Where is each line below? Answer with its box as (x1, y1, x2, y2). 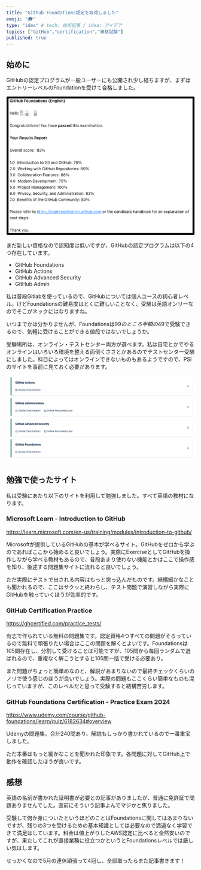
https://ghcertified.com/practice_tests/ (6, 620, 102, 627)
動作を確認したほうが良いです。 (6, 758, 85, 765)
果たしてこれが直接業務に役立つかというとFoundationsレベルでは (22, 837, 184, 844)
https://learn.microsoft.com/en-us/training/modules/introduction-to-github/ (6, 528, 193, 535)
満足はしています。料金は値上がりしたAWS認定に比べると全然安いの (16, 829, 185, 836)
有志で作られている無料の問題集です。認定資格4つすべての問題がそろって (6, 633, 187, 640)
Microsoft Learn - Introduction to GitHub (6, 514, 126, 523)
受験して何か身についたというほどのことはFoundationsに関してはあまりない (6, 814, 193, 821)
